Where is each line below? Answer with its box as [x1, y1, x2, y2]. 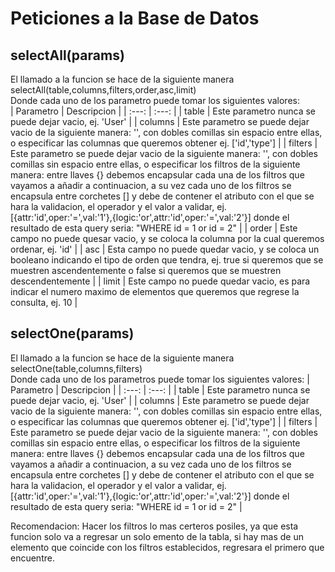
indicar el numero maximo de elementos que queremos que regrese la [10, 286, 300, 297]
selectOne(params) [10, 325, 135, 342]
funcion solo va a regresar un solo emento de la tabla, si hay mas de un [10, 530, 304, 542]
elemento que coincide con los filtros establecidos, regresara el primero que [10, 541, 325, 553]
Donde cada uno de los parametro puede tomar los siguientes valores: [10, 95, 300, 106]
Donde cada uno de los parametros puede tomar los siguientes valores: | [10, 373, 310, 385]
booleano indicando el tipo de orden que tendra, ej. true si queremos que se [10, 254, 324, 266]
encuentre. [10, 552, 55, 564]
